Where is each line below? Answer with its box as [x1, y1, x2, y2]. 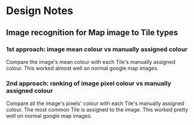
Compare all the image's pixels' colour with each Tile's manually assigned [6, 100, 185, 107]
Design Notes [6, 4, 73, 18]
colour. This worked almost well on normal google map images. [6, 65, 159, 72]
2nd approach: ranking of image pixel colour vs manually [6, 79, 172, 87]
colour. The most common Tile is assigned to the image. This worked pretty [6, 106, 189, 113]
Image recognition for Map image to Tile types [6, 28, 178, 38]
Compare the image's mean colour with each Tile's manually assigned [6, 58, 176, 65]
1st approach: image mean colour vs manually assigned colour [6, 45, 188, 53]
